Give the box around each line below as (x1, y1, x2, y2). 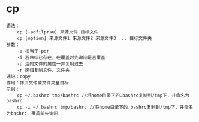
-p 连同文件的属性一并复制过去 (17, 60, 83, 67)
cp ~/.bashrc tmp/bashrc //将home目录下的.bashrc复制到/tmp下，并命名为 (17, 92, 190, 99)
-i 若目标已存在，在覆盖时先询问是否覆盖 (17, 54, 106, 60)
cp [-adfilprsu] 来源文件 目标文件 (17, 29, 99, 35)
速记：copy (6, 74, 31, 80)
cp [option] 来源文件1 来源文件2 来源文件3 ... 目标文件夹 (17, 35, 152, 41)
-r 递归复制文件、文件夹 (17, 67, 70, 73)
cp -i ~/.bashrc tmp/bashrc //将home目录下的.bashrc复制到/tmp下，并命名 (17, 104, 194, 110)
